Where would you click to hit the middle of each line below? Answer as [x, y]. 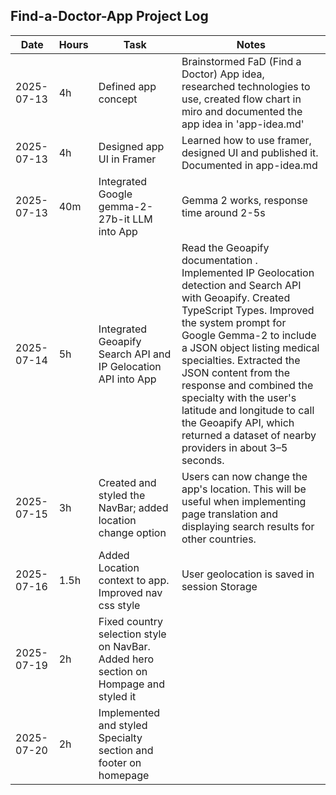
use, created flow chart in [241, 99]
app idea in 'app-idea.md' [243, 124]
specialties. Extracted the [241, 360]
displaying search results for [248, 526]
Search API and [135, 354]
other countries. [219, 539]
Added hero [126, 659]
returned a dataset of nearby [249, 435]
